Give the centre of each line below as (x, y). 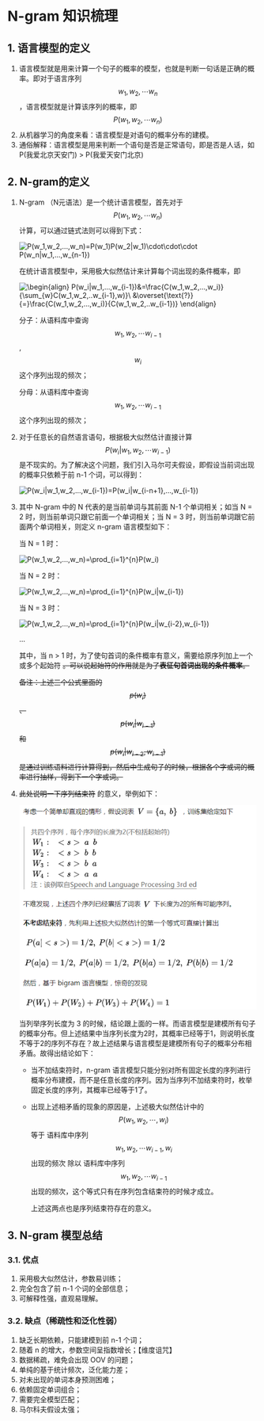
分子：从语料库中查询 (53, 320)
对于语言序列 (61, 78)
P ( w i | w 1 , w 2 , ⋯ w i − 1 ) (138, 451)
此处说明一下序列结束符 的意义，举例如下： (89, 793)
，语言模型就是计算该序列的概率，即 (78, 106)
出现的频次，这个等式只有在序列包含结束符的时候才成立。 (124, 1191)
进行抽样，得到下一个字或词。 (74, 777)
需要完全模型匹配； (50, 1399)
